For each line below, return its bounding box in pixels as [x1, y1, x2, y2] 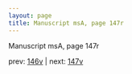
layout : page [8, 11, 52, 20]
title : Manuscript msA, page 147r [8, 19, 125, 27]
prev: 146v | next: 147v [8, 56, 84, 66]
